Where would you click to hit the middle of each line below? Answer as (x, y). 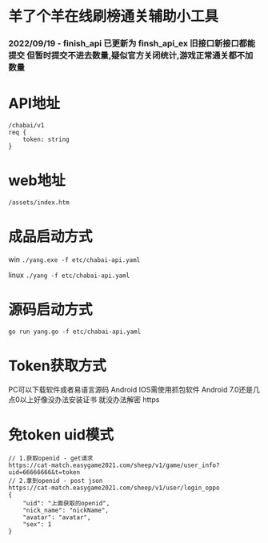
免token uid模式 (61, 434)
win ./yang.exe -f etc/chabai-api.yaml (74, 259)
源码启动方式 (51, 310)
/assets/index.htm (39, 202)
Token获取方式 (57, 366)
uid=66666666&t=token (44, 472)
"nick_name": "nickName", (66, 510)
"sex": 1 (37, 524)
